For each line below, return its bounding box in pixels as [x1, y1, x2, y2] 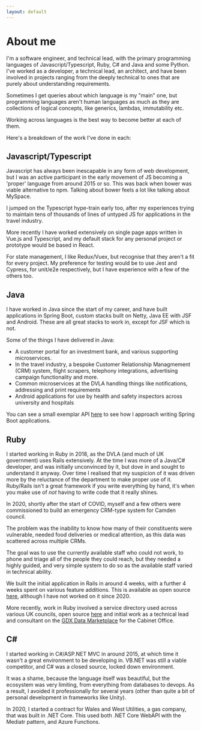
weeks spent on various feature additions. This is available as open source [6, 586, 191, 593]
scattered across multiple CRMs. [6, 538, 87, 544]
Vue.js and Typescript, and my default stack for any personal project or [6, 235, 182, 242]
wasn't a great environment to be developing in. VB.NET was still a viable [6, 657, 187, 664]
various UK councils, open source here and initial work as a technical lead [6, 610, 189, 618]
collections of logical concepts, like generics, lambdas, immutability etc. [6, 104, 184, 112]
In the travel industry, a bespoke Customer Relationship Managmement [14, 361, 191, 368]
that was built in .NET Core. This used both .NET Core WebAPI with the [6, 712, 181, 719]
